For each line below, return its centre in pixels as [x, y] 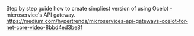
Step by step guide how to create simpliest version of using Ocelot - [89, 9]
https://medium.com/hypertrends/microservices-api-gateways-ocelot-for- [97, 21]
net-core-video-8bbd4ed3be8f [44, 27]
